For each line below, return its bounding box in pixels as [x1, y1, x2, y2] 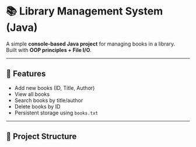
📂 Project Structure [6, 132, 77, 142]
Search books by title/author [14, 97, 83, 104]
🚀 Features [6, 69, 46, 79]
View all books [14, 90, 50, 97]
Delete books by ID [14, 103, 61, 110]
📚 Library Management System [6, 5, 163, 18]
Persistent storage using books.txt [14, 109, 98, 116]
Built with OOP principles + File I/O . [6, 46, 92, 53]
